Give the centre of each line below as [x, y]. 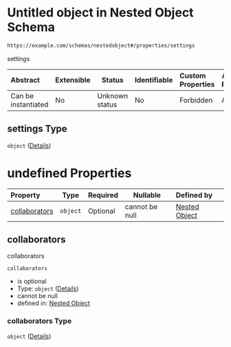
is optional [32, 281]
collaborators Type [40, 321]
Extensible [73, 80]
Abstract [25, 80]
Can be [22, 96]
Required [103, 195]
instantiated [30, 104]
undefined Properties [69, 173]
